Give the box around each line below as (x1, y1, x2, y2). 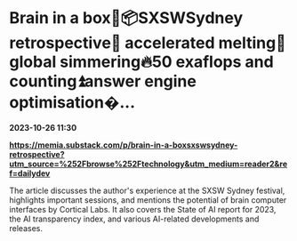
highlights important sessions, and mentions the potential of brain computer (9, 194, 287, 205)
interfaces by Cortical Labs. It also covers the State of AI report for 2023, (9, 204, 277, 214)
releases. (9, 222, 43, 233)
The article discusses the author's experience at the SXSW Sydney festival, (9, 185, 285, 196)
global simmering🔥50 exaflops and (9, 52, 274, 72)
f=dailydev (9, 167, 51, 179)
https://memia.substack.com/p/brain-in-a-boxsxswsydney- (9, 140, 238, 150)
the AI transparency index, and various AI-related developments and (9, 213, 260, 224)
